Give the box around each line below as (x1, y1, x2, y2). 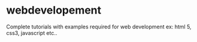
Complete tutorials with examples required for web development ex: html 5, (6, 23, 192, 30)
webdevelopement (6, 4, 102, 17)
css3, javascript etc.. (6, 29, 57, 36)
